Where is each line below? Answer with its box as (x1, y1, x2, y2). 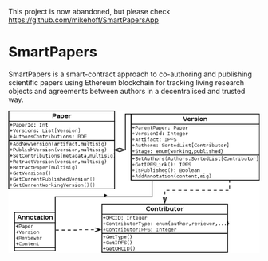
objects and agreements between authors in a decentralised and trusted (8, 86, 246, 95)
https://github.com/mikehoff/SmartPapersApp (8, 15, 160, 25)
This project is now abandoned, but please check (8, 7, 171, 16)
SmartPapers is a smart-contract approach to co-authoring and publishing (8, 69, 253, 79)
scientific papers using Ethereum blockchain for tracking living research (8, 77, 245, 87)
